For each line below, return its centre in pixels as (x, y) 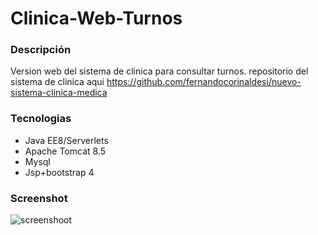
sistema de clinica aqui (57, 82)
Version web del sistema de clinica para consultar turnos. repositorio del (159, 71)
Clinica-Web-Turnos (96, 18)
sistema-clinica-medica (59, 93)
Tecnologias (41, 119)
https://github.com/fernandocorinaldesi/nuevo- (204, 82)
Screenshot (39, 198)
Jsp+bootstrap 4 (59, 172)
